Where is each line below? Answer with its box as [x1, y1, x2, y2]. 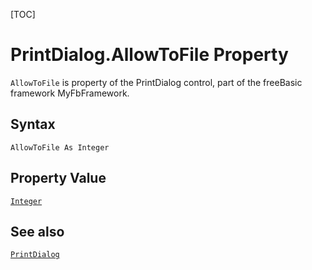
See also [10, 223, 65, 240]
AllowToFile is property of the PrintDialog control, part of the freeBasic [10, 76, 303, 88]
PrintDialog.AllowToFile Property [10, 44, 289, 66]
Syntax [10, 116, 56, 133]
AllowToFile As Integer [10, 142, 110, 153]
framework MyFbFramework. [10, 87, 130, 99]
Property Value [10, 170, 107, 187]
